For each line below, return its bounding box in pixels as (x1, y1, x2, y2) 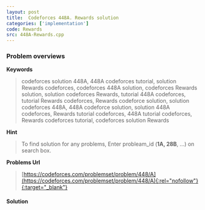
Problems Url (6, 159, 40, 166)
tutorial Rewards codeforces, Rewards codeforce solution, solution (21, 97, 190, 105)
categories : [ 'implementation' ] (6, 20, 89, 26)
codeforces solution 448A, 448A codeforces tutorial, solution (21, 78, 176, 85)
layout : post (6, 9, 40, 15)
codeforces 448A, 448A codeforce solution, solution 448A (21, 103, 170, 111)
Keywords (6, 66, 33, 73)
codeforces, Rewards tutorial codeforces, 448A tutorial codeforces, (21, 110, 193, 118)
